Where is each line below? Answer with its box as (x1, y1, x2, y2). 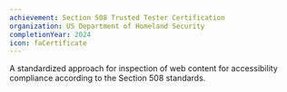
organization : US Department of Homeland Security (9, 22, 205, 31)
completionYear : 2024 (9, 30, 92, 39)
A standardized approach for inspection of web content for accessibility (9, 63, 279, 74)
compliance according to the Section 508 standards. (9, 73, 206, 84)
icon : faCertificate (9, 38, 88, 48)
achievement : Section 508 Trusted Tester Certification (9, 13, 225, 23)
